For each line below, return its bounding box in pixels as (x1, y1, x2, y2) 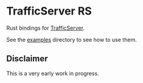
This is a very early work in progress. (6, 70, 99, 77)
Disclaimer (6, 53, 48, 64)
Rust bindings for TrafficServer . (6, 24, 85, 32)
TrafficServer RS (6, 4, 92, 18)
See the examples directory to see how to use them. (6, 36, 137, 43)
